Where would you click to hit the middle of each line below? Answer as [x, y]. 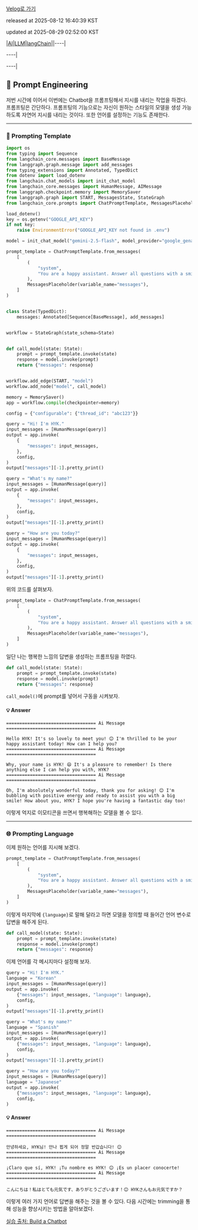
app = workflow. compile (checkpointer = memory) [63, 403]
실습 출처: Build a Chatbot [37, 1221]
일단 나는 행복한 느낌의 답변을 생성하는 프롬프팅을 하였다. [71, 656]
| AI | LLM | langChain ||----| [36, 43]
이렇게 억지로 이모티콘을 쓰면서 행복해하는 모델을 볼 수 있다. [75, 813]
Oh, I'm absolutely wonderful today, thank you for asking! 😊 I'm [90, 790]
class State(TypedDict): [37, 311]
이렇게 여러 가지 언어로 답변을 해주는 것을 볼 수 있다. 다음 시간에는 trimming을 [95, 1201]
